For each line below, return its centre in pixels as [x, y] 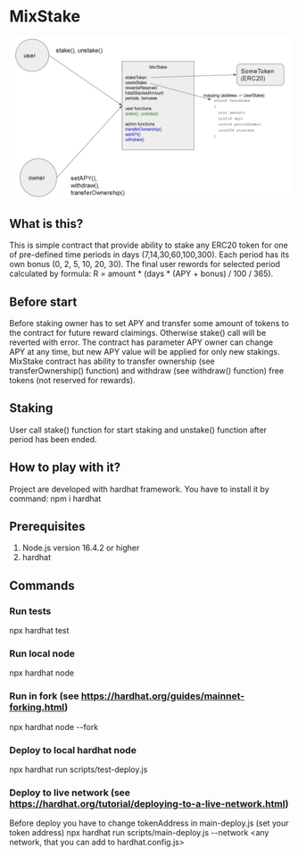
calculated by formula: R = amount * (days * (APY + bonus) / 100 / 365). [141, 273]
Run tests [30, 611]
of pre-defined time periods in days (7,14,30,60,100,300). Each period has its [149, 255]
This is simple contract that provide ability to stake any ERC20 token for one [149, 245]
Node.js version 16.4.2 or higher [81, 548]
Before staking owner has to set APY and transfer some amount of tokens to [149, 323]
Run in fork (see [44, 696]
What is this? [46, 224]
